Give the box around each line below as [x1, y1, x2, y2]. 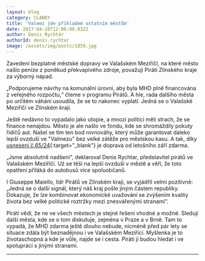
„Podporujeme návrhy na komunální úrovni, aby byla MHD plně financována [6, 84, 196, 91]
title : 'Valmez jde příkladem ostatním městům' [6, 20, 130, 26]
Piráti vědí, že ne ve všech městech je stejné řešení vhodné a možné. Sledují [6, 209, 198, 216]
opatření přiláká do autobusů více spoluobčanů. [6, 166, 126, 174]
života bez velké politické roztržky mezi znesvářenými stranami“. [6, 198, 169, 205]
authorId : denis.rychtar [6, 37, 70, 43]
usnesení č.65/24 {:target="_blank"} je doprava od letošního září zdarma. [6, 141, 189, 149]
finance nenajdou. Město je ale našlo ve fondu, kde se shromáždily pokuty [6, 122, 193, 129]
